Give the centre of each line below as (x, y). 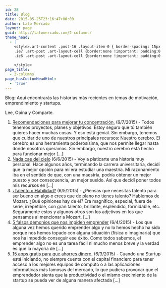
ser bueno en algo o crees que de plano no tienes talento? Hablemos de (86, 196)
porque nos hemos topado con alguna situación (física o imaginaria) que (86, 232)
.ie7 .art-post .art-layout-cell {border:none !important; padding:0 (87, 51)
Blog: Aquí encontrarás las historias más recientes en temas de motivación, (82, 98)
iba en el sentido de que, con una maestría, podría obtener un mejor (82, 174)
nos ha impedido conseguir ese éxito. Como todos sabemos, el (77, 238)
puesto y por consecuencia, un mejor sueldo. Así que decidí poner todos (86, 180)
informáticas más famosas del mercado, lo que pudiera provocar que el (85, 269)
